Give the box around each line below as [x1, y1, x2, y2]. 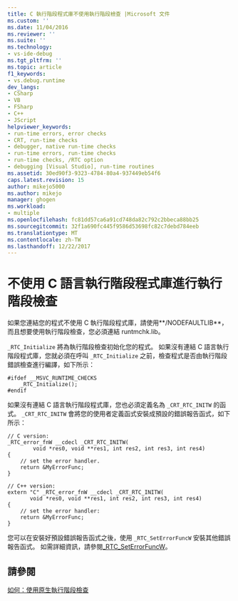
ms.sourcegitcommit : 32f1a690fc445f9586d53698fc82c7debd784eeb [7, 223, 200, 230]
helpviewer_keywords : [7, 123, 72, 131]
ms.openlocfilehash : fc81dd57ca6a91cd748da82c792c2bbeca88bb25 [7, 216, 200, 223]
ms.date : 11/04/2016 [7, 24, 69, 31]
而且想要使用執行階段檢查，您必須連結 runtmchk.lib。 [7, 328, 165, 336]
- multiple [7, 210, 40, 217]
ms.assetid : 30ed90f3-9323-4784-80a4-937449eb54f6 [7, 169, 161, 177]
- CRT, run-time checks [7, 136, 78, 143]
